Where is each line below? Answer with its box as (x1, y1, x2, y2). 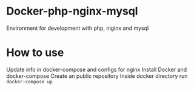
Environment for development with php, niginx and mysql (6, 24, 149, 32)
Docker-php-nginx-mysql (6, 4, 138, 18)
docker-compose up (6, 78, 53, 85)
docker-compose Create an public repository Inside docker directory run (6, 72, 188, 80)
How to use (6, 46, 64, 60)
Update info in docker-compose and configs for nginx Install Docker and (6, 66, 187, 73)
